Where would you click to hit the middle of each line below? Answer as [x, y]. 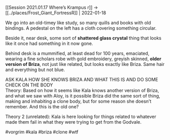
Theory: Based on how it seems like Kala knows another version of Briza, [82, 90]
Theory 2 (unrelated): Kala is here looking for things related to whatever [81, 116]
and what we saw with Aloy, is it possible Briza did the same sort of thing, [83, 96]
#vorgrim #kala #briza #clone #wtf [42, 132]
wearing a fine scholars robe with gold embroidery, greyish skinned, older [83, 59]
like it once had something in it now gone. [49, 43]
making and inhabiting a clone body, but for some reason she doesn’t [78, 101]
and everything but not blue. [35, 69]
